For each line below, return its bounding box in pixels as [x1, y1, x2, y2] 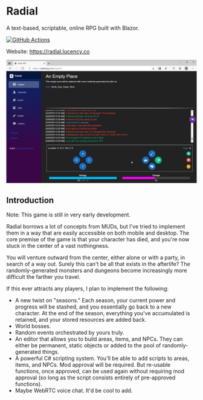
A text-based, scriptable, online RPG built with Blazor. [6, 24, 140, 32]
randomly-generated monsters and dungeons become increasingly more [6, 267, 187, 274]
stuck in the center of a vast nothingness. [6, 242, 110, 250]
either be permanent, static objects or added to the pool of [14, 342, 161, 349]
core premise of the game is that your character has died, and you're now [6, 236, 190, 243]
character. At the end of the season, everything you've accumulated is [14, 310, 190, 317]
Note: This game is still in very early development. [6, 211, 131, 219]
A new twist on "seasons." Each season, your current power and [14, 297, 176, 304]
